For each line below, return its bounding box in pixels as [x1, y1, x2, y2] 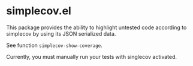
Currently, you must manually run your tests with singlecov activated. [6, 53, 177, 60]
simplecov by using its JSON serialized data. [6, 30, 116, 37]
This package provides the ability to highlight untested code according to [6, 24, 187, 31]
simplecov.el [6, 4, 72, 18]
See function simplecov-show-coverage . [6, 42, 103, 49]
